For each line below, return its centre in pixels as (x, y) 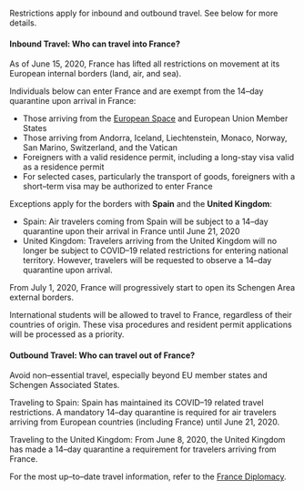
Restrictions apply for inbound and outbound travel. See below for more (144, 13)
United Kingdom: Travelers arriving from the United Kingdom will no (150, 241)
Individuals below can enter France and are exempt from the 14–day (137, 91)
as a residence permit (63, 167)
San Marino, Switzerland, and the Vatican (100, 148)
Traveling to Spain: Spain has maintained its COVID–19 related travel (137, 403)
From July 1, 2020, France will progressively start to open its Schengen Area (152, 288)
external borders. (42, 297)
